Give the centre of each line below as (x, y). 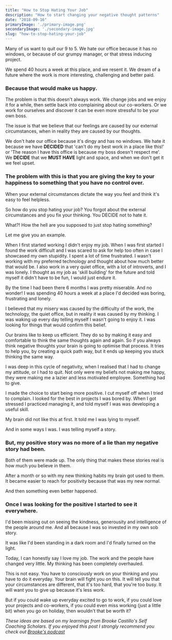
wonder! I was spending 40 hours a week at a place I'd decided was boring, (85, 293)
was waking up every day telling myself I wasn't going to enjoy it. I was (80, 319)
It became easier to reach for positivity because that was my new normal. (83, 481)
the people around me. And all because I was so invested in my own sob (82, 527)
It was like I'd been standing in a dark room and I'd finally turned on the (80, 543)
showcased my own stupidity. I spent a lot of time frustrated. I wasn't (78, 255)
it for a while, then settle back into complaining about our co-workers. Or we (86, 105)
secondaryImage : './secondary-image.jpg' (50, 29)
